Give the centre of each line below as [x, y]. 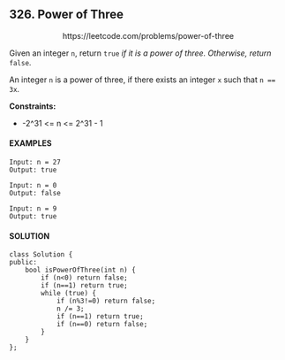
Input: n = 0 [33, 186]
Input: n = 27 [35, 163]
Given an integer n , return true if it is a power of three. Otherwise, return [140, 53]
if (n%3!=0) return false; [106, 301]
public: [23, 263]
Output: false [35, 194]
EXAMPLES [30, 143]
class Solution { [41, 255]
